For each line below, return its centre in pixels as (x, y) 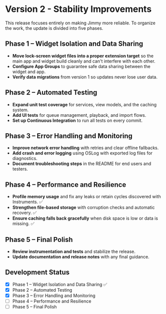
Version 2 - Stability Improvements (79, 9)
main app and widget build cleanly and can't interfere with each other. (84, 61)
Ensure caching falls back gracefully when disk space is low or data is (85, 218)
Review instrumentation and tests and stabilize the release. (74, 251)
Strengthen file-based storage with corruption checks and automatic (83, 208)
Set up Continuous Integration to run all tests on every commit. (77, 120)
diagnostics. (25, 158)
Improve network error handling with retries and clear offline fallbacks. (85, 148)
